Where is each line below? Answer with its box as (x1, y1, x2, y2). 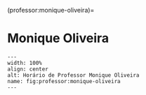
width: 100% (7, 59, 42, 66)
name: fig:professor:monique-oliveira (7, 78, 121, 85)
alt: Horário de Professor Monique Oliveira (7, 71, 140, 79)
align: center (7, 66, 49, 73)
